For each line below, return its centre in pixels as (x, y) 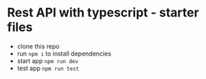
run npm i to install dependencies (64, 54)
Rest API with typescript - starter (103, 13)
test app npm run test (48, 68)
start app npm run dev (48, 60)
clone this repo (38, 46)
